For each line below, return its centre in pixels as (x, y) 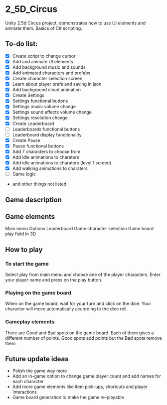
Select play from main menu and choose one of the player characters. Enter (83, 274)
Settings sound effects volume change (52, 112)
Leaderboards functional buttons (46, 129)
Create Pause (26, 140)
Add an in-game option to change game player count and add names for (86, 376)
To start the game (27, 264)
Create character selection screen (47, 78)
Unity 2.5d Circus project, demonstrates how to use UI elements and (76, 23)
